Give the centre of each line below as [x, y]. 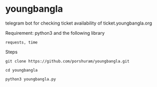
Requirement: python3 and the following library [55, 33]
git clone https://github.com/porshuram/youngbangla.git [67, 61]
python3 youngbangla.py [31, 79]
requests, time [22, 42]
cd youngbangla [22, 70]
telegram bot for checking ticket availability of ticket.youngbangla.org [79, 23]
